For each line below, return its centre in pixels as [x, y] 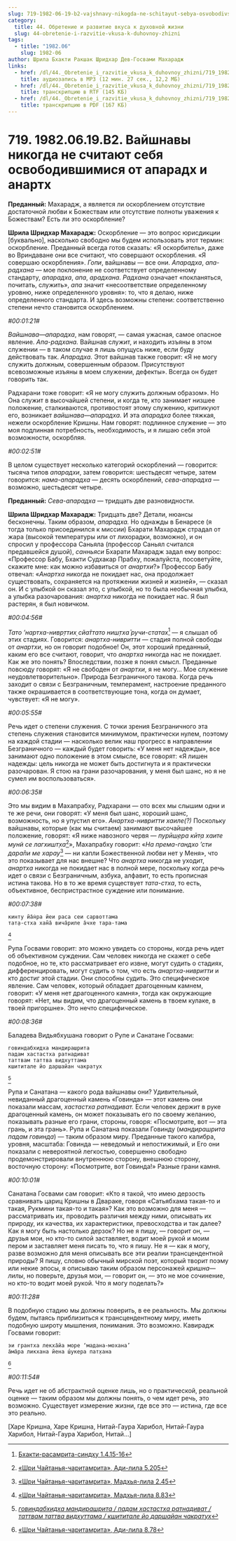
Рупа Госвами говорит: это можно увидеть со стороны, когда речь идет [116, 948]
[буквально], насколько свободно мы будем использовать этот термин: [116, 240]
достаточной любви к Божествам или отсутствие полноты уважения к [113, 211]
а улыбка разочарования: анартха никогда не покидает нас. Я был [108, 596]
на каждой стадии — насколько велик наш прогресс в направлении [110, 741]
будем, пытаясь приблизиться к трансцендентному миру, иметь [105, 1318]
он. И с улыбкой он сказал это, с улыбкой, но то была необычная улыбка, [118, 589]
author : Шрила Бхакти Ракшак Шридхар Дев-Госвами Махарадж [96, 60]
